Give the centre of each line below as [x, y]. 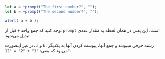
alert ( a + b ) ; [22, 21]
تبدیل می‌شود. [18, 35]
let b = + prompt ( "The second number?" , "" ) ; [52, 12]
